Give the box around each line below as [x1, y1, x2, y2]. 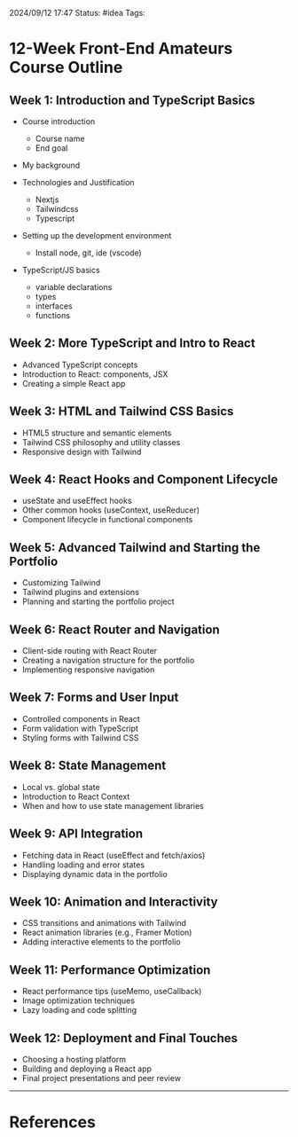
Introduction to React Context [21, 791, 130, 802]
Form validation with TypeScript [21, 723, 139, 733]
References [9, 1112, 96, 1133]
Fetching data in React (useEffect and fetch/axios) [21, 850, 206, 860]
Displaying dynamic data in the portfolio [21, 868, 169, 879]
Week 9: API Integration [9, 827, 144, 842]
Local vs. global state [21, 781, 100, 792]
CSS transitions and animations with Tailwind [21, 918, 186, 929]
